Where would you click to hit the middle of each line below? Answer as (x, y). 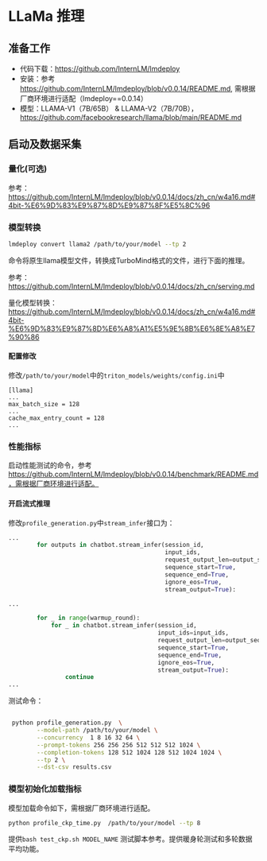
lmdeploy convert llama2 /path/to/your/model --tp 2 (97, 244)
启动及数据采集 (45, 144)
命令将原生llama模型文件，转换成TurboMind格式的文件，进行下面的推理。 (129, 260)
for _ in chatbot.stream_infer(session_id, (124, 626)
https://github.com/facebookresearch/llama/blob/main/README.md (131, 117)
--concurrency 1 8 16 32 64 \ (89, 737)
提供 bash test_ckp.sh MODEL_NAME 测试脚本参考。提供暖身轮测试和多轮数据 (130, 839)
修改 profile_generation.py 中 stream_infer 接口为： (91, 522)
